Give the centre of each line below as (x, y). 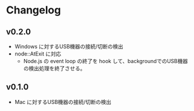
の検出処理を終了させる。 (54, 68)
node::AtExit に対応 (38, 54)
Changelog (34, 10)
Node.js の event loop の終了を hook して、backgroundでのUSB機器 (106, 61)
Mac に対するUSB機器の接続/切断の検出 (63, 102)
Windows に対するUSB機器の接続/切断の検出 (69, 46)
